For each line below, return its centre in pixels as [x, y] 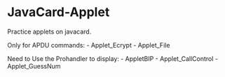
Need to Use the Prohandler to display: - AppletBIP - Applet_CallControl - [113, 58]
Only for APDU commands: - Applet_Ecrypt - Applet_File [89, 45]
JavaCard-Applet [59, 12]
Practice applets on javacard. [49, 31]
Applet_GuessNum [34, 66]
